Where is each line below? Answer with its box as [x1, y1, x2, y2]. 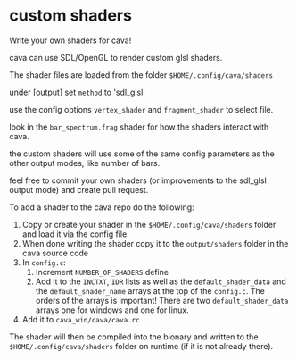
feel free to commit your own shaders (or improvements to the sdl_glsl [9, 175, 268, 186]
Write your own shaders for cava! [9, 35, 132, 46]
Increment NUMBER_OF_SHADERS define [35, 266, 169, 277]
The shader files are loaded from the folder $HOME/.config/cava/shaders [9, 69, 274, 80]
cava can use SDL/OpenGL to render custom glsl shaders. [9, 52, 223, 63]
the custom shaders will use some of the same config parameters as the [9, 148, 275, 159]
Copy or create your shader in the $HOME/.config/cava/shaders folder [21, 219, 276, 230]
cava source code [21, 247, 89, 258]
